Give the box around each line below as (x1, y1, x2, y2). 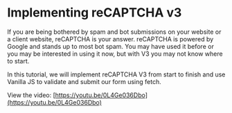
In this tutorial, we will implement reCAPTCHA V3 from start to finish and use (7, 70, 226, 79)
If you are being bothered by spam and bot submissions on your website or (7, 28, 222, 36)
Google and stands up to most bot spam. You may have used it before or (7, 42, 215, 50)
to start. (7, 56, 30, 65)
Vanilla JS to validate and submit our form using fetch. (7, 77, 161, 85)
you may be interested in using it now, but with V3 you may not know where (7, 50, 223, 58)
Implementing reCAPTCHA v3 (7, 5, 182, 21)
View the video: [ (7, 91, 55, 99)
